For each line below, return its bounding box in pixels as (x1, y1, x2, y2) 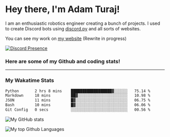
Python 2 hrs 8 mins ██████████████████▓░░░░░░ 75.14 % (5, 88, 151, 94)
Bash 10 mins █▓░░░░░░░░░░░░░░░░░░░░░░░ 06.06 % (5, 103, 151, 108)
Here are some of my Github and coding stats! (5, 58, 120, 65)
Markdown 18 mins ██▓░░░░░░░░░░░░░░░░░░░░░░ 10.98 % (5, 93, 151, 98)
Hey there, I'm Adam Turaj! (5, 4, 120, 15)
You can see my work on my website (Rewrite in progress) (5, 35, 127, 41)
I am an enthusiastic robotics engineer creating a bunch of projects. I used (5, 20, 160, 26)
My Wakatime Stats (5, 77, 54, 84)
